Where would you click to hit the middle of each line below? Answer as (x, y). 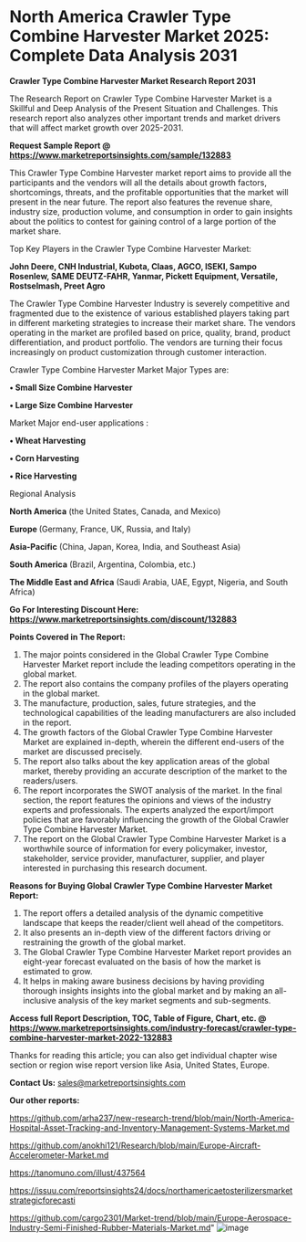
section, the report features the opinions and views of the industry (147, 800)
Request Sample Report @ (60, 145)
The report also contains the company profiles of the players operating (155, 683)
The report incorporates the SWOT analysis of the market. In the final (152, 790)
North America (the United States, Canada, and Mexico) (115, 511)
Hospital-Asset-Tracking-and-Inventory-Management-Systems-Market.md (149, 1127)
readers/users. (50, 780)
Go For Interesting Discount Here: (74, 609)
